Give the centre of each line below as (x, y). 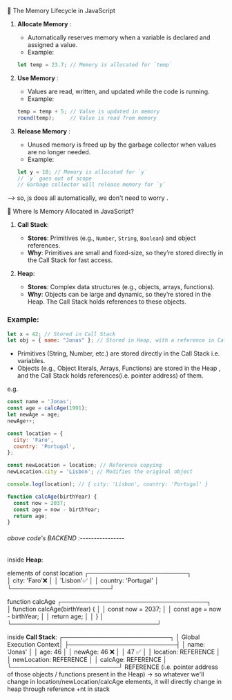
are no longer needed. (59, 151)
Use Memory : (38, 78)
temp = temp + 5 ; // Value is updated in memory (88, 111)
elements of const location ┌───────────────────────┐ (99, 573)
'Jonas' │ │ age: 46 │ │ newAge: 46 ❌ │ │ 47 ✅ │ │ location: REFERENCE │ (114, 652)
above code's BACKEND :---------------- (66, 538)
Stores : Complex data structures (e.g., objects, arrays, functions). (121, 287)
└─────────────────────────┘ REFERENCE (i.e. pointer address (113, 667)
